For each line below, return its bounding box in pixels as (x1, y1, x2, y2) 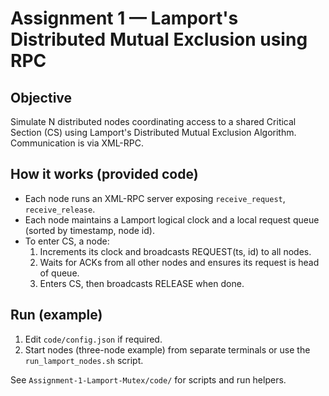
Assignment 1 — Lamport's (10, 7, 239, 30)
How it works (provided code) (10, 166, 199, 183)
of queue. (39, 267, 80, 279)
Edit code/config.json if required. (24, 333, 163, 345)
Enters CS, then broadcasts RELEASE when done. (39, 277, 245, 289)
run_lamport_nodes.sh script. (24, 354, 144, 366)
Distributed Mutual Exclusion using (10, 28, 308, 51)
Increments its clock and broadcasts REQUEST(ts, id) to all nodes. (39, 245, 312, 257)
